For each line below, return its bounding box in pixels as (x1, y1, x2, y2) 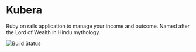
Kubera (6, 3, 43, 17)
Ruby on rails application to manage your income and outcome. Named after (6, 23, 190, 29)
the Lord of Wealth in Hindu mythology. (6, 28, 101, 35)
